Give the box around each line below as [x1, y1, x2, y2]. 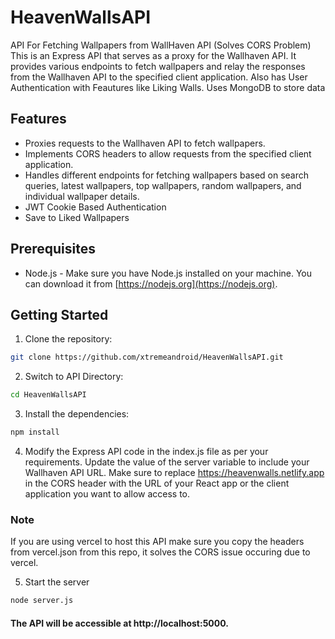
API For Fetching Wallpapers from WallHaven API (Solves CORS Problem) [10, 39, 312, 51]
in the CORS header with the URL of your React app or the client [24, 477, 290, 489]
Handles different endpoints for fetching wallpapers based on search [24, 169, 310, 181]
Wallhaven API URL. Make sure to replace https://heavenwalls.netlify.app [24, 467, 325, 478]
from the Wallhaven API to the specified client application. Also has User [10, 71, 308, 83]
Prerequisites [10, 241, 96, 258]
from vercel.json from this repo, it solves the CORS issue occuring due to [10, 546, 311, 558]
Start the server [24, 576, 90, 588]
